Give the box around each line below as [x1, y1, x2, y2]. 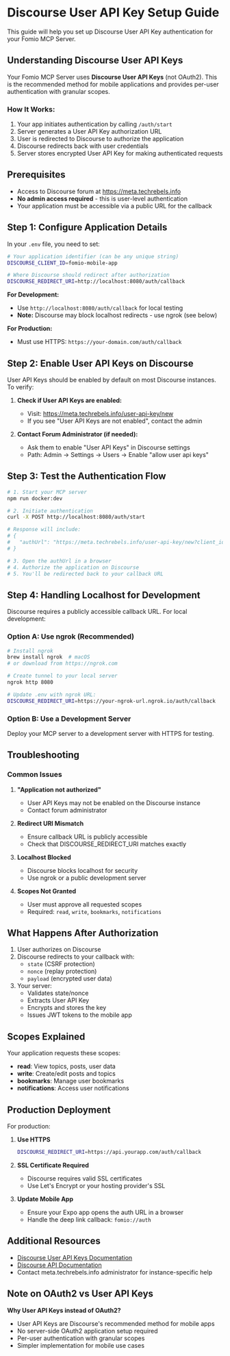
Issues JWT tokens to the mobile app [27, 1011, 132, 1019]
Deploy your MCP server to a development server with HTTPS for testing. [7, 729, 214, 737]
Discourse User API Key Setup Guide [7, 5, 220, 21]
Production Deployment [7, 1104, 111, 1115]
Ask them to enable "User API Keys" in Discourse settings [27, 443, 190, 452]
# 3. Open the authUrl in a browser [7, 557, 112, 565]
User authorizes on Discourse [16, 946, 101, 954]
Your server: [16, 982, 53, 990]
